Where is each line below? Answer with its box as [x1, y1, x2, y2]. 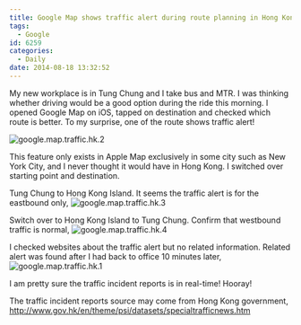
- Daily [17, 55, 47, 64]
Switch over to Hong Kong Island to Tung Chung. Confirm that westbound [9, 215, 281, 225]
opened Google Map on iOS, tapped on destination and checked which [9, 107, 271, 118]
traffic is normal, [9, 224, 70, 234]
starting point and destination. [9, 170, 120, 180]
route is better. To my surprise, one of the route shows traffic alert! [9, 116, 255, 127]
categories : [9, 47, 54, 56]
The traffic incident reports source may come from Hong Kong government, [9, 295, 288, 306]
